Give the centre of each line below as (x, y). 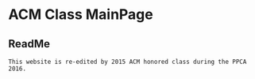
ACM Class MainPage (81, 15)
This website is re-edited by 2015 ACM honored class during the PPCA (127, 62)
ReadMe (29, 44)
